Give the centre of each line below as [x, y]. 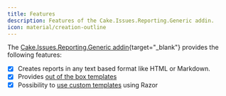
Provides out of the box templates [67, 77]
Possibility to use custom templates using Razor [88, 85]
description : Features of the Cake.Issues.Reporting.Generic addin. [111, 21]
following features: [35, 55]
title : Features [31, 14]
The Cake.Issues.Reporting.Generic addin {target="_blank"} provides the [113, 48]
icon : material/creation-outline [57, 27]
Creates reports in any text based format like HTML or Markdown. [114, 69]
